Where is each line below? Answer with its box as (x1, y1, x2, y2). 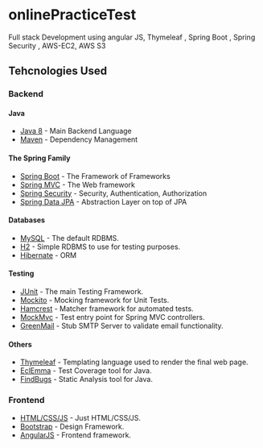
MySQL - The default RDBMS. (19, 233, 119, 243)
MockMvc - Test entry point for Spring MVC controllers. (19, 313, 205, 322)
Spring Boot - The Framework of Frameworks (19, 171, 171, 180)
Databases (8, 215, 46, 225)
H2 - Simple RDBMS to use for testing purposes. (19, 242, 181, 251)
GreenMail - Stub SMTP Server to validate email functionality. (19, 321, 224, 331)
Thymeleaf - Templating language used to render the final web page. (19, 357, 249, 367)
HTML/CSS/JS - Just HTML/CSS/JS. (19, 413, 142, 422)
